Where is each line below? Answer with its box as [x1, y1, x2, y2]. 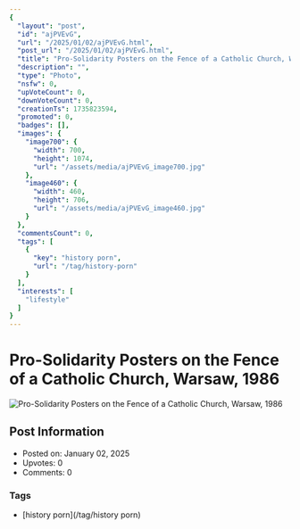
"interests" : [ [17, 286, 74, 295]
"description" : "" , [17, 63, 90, 72]
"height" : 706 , [32, 195, 90, 205]
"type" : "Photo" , [17, 71, 82, 80]
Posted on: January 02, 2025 [21, 448, 130, 459]
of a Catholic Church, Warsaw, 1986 [9, 369, 279, 389]
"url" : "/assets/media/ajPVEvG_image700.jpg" [32, 162, 205, 171]
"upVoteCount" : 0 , [17, 87, 87, 96]
